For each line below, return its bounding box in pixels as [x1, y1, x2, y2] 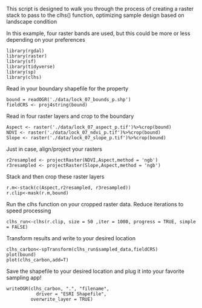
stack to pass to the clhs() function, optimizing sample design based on [6, 11, 184, 19]
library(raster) [6, 53, 47, 59]
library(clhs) [6, 74, 42, 80]
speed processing [6, 207, 51, 214]
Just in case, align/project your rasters [6, 145, 103, 152]
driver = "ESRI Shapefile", [36, 291, 107, 297]
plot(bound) [6, 252, 36, 258]
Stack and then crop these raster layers [6, 173, 105, 180]
